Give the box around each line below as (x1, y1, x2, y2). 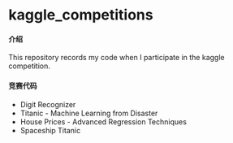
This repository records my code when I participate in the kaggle (8, 53, 225, 63)
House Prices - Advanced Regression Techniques (19, 116, 187, 127)
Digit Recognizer (19, 99, 76, 109)
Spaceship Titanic (19, 125, 81, 135)
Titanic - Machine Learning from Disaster (19, 108, 158, 118)
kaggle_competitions (8, 6, 153, 24)
